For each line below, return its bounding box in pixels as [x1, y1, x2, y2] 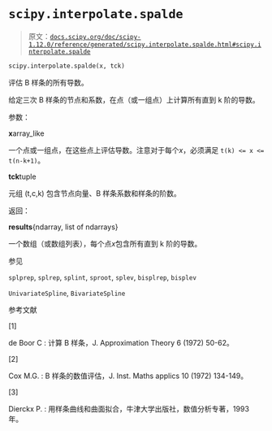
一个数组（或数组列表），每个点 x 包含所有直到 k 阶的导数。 [8, 238, 202, 248]
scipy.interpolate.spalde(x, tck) [8, 62, 126, 70]
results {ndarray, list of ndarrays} [8, 222, 119, 232]
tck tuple [8, 172, 37, 181]
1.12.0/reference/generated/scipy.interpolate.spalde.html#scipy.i [28, 40, 261, 49]
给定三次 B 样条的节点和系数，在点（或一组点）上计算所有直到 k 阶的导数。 [8, 94, 260, 104]
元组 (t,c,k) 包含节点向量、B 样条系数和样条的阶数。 [8, 188, 181, 198]
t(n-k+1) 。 [8, 155, 45, 165]
